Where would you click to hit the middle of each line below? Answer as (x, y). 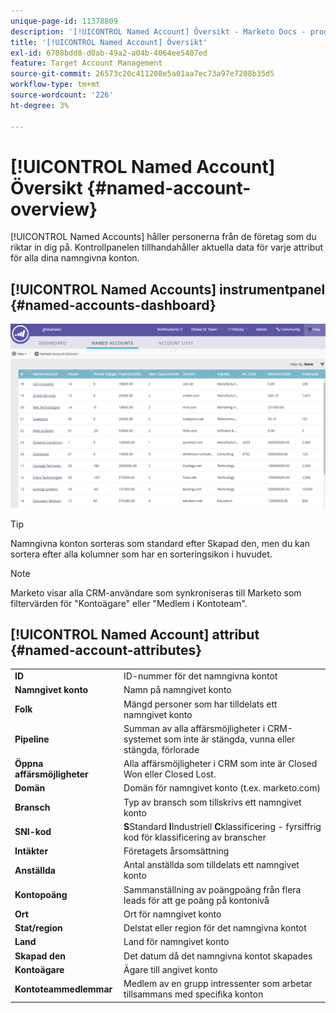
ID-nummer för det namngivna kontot (200, 676)
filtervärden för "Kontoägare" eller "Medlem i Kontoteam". (129, 603)
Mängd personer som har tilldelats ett (200, 704)
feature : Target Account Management (86, 63)
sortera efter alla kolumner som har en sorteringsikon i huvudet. (141, 554)
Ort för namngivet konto (172, 914)
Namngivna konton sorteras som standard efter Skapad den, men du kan (160, 543)
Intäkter (31, 851)
